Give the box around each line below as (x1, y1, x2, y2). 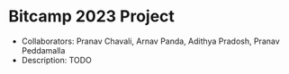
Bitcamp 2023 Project (8, 6, 175, 27)
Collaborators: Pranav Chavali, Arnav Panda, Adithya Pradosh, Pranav (21, 36, 280, 46)
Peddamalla (21, 45, 66, 55)
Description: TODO (21, 54, 92, 65)
